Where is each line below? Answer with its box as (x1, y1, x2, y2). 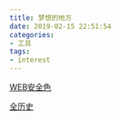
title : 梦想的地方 (9, 13, 73, 23)
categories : (9, 30, 55, 39)
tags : (9, 47, 30, 56)
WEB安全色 (9, 82, 52, 92)
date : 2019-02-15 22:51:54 (9, 22, 112, 31)
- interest (9, 55, 51, 65)
